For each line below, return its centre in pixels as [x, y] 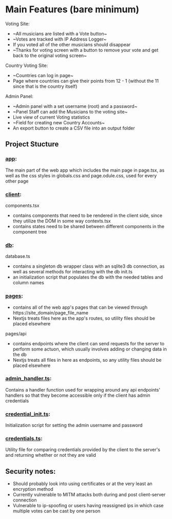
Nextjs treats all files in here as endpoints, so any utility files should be [87, 360]
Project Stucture [32, 144]
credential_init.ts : [28, 414]
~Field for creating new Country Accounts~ [59, 122]
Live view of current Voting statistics [51, 117]
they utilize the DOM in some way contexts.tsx [62, 221]
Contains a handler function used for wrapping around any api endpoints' [83, 390]
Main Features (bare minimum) [72, 10]
